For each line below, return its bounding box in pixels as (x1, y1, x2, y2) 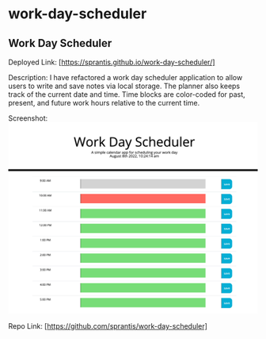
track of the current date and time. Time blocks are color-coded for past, (8, 90, 245, 99)
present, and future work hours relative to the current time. (8, 98, 200, 107)
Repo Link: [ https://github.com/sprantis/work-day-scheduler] (8, 322, 208, 331)
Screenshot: (8, 114, 48, 123)
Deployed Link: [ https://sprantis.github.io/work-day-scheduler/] (8, 57, 215, 67)
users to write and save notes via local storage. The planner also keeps (8, 81, 241, 91)
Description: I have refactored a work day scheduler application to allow (8, 73, 243, 82)
